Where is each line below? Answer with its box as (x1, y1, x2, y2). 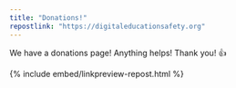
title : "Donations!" (9, 13, 88, 23)
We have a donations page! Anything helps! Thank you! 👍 (9, 47, 227, 58)
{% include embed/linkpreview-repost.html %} (9, 68, 185, 79)
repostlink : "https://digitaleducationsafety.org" (9, 22, 206, 31)
